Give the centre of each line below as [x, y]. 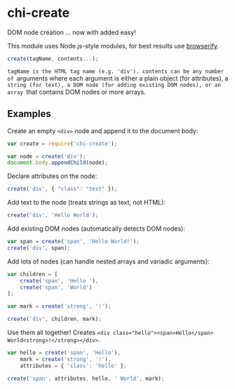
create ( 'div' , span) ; [39, 248]
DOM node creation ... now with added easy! [72, 32]
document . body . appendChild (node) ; [58, 163]
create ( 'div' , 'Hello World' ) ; [53, 215]
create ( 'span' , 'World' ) [56, 287]
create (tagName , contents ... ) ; [53, 59]
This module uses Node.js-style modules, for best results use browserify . [113, 46]
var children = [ [33, 274]
